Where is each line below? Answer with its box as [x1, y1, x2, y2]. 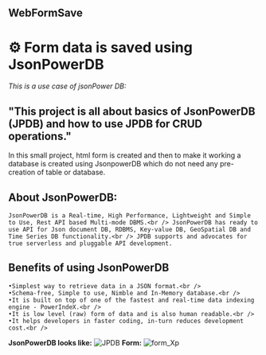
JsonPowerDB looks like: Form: [8, 337, 142, 347]
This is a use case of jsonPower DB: [8, 81, 127, 91]
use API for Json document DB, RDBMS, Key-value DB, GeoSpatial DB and [8, 225, 251, 233]
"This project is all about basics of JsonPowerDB [8, 104, 256, 118]
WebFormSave [8, 6, 84, 20]
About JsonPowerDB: [8, 190, 118, 204]
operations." [8, 129, 72, 142]
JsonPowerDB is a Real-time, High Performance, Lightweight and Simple [8, 211, 251, 220]
